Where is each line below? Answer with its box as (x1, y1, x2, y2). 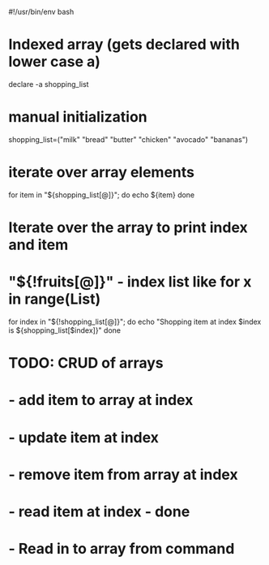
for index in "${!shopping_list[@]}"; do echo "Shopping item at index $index (8, 317, 262, 326)
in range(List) (8, 290, 101, 308)
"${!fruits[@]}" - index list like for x (8, 273, 252, 291)
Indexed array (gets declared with (8, 36, 241, 54)
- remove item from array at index (8, 465, 238, 484)
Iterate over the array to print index (8, 218, 249, 236)
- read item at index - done (8, 502, 190, 520)
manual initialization (8, 108, 147, 127)
